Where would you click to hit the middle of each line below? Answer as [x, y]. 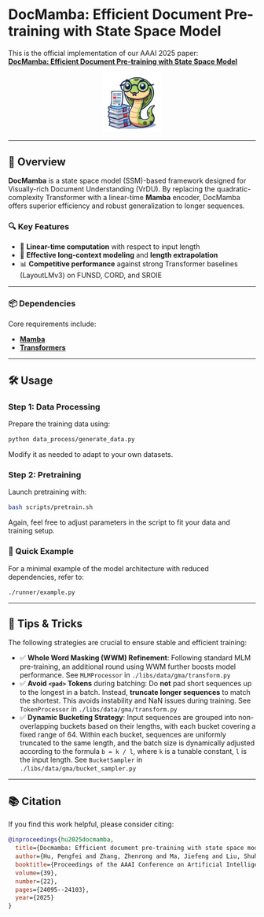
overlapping [39, 726]
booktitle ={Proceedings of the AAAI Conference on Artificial [119, 864]
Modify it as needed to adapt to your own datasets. [91, 455]
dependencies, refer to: [46, 577]
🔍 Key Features [38, 226]
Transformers [42, 347]
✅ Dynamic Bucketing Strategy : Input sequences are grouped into [128, 718]
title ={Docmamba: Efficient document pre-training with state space [130, 848]
